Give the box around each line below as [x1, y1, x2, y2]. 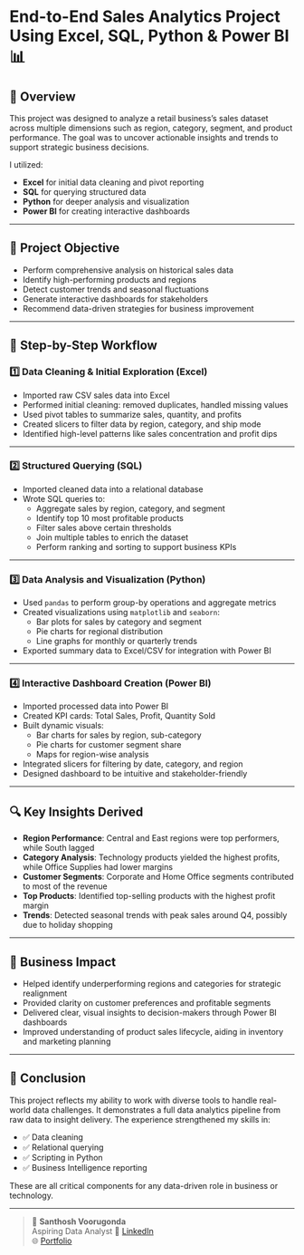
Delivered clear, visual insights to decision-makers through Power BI [22, 1008, 278, 1018]
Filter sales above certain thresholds [35, 522, 172, 533]
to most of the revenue [22, 881, 109, 892]
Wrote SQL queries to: [22, 493, 106, 504]
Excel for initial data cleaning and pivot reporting [22, 177, 204, 188]
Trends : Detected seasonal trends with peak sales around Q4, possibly [22, 910, 288, 921]
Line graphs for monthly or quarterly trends [35, 636, 197, 647]
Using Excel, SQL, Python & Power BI [9, 25, 290, 46]
